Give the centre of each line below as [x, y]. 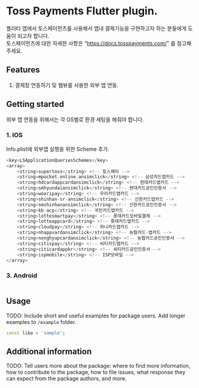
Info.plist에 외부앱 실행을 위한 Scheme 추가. [58, 149]
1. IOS [14, 135]
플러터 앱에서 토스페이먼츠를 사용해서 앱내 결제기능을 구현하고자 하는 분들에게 [97, 28]
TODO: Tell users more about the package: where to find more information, [98, 366]
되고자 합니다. [33, 36]
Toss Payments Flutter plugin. [82, 11]
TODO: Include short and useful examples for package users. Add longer [96, 316]
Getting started [35, 104]
